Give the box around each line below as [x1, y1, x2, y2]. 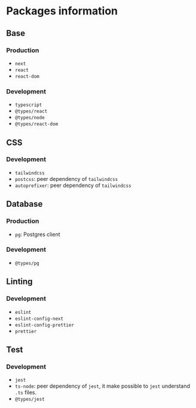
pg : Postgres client [14, 231, 61, 238]
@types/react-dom [14, 121, 59, 127]
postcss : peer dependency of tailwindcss [14, 175, 118, 182]
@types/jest [14, 397, 45, 403]
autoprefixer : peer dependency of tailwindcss [14, 182, 131, 189]
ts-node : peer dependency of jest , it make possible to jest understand [14, 382, 190, 390]
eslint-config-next [14, 316, 64, 322]
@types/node [14, 115, 45, 121]
